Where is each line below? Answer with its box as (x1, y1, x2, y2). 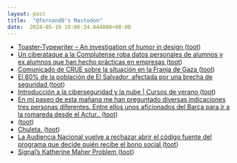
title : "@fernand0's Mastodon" (7, 17, 103, 24)
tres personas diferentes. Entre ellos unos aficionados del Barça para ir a (17, 103, 230, 111)
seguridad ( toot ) (17, 80, 65, 89)
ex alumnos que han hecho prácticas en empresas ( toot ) (17, 58, 183, 66)
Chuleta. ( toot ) (17, 125, 60, 134)
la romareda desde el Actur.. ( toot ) (17, 110, 118, 119)
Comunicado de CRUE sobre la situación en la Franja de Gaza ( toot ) (17, 65, 215, 74)
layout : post (7, 10, 46, 18)
